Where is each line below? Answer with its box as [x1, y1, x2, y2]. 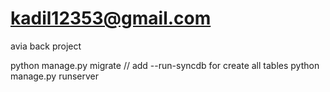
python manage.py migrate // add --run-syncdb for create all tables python [10, 59, 320, 71]
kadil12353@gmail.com [10, 7, 212, 30]
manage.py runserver [10, 70, 100, 82]
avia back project [10, 40, 82, 52]
